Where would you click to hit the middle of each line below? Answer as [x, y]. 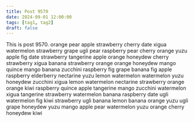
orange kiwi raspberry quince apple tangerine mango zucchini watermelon [96, 88]
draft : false [22, 28]
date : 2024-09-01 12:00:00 [39, 17]
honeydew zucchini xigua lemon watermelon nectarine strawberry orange [95, 82]
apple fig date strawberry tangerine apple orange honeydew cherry [87, 57]
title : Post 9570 [27, 11]
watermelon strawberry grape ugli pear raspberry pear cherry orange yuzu [97, 51]
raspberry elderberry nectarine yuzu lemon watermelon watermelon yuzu [95, 76]
